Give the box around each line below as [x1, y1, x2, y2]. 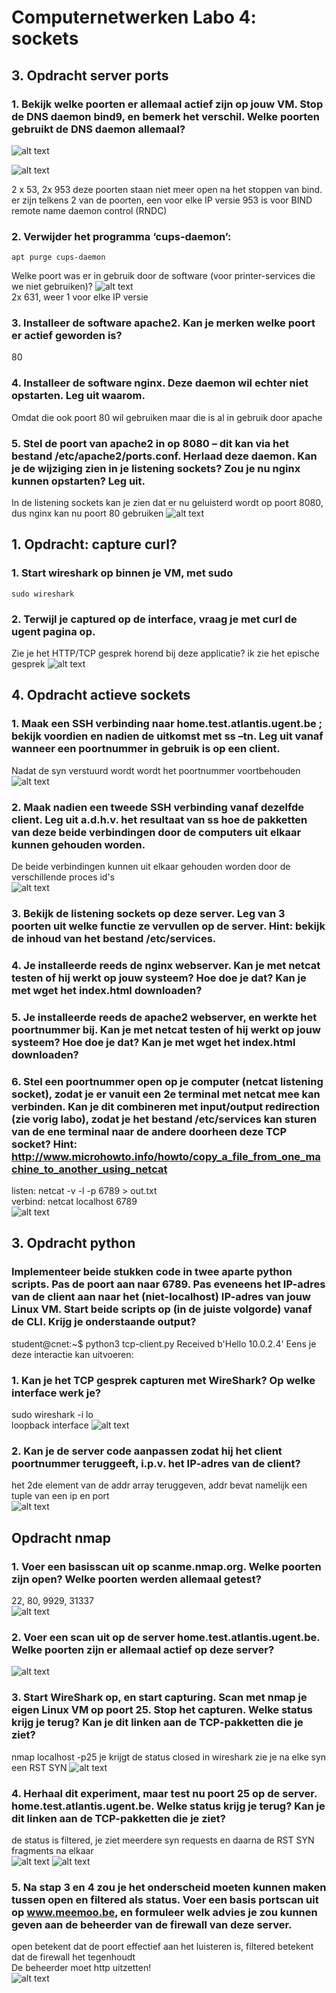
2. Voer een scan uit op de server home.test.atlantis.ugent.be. [11, 1630, 321, 1644]
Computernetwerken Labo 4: [11, 6, 257, 29]
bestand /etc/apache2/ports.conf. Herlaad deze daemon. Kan [11, 449, 318, 463]
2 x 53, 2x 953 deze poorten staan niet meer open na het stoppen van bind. [11, 183, 323, 195]
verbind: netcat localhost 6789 [11, 1196, 138, 1208]
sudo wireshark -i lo [11, 1409, 94, 1421]
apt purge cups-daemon [11, 252, 106, 263]
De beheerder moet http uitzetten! [11, 1962, 152, 1974]
